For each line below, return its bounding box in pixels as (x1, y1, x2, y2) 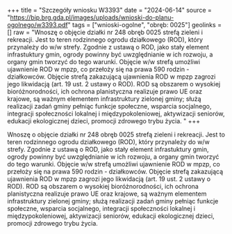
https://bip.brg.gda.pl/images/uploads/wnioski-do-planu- (10, 13, 174, 22)
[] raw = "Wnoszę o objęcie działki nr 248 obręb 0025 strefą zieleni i (7, 28, 204, 36)
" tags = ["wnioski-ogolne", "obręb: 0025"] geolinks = (67, 21, 222, 29)
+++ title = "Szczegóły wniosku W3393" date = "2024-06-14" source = (7, 6, 212, 14)
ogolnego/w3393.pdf (7, 21, 68, 29)
